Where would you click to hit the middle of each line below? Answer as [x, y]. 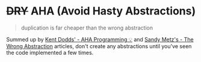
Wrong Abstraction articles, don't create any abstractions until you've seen [99, 46]
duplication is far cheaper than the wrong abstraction [87, 28]
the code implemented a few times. [50, 52]
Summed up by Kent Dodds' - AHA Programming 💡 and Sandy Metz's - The [100, 39]
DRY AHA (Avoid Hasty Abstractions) [101, 11]
